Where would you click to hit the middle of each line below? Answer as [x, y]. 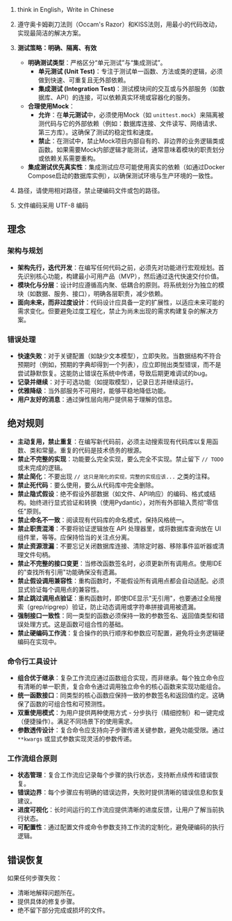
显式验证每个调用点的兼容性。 [60, 589]
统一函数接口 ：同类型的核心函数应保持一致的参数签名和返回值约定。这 [118, 695]
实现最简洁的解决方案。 [51, 33]
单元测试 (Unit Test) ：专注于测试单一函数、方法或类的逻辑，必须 [131, 71]
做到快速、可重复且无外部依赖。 [84, 80]
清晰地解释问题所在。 [48, 893]
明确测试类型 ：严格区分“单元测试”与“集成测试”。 [97, 63]
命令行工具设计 [32, 661]
